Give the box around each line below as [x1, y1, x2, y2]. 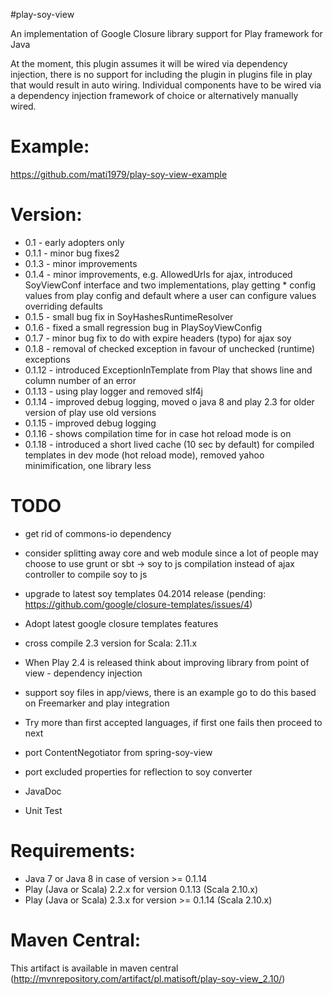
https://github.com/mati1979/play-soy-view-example [10, 168, 228, 180]
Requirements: [10, 840, 136, 862]
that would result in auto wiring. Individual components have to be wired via [10, 79, 322, 91]
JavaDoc [24, 785, 62, 797]
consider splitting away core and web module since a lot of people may [24, 547, 319, 559]
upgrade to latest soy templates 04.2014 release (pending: [24, 587, 267, 599]
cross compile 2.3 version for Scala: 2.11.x [24, 637, 198, 649]
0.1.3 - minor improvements [24, 257, 138, 269]
